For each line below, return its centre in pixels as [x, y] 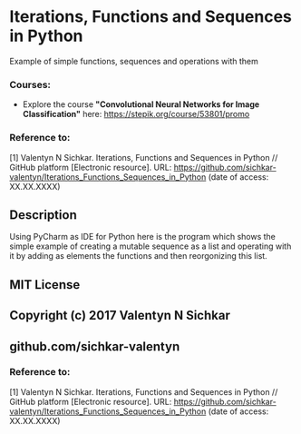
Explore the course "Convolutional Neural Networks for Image [141, 104]
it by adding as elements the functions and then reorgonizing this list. [138, 256]
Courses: [30, 84]
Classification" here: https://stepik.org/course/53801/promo [136, 114]
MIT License [45, 285]
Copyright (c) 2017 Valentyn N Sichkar [120, 316]
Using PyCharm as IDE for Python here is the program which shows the [143, 237]
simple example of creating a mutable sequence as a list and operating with [150, 246]
